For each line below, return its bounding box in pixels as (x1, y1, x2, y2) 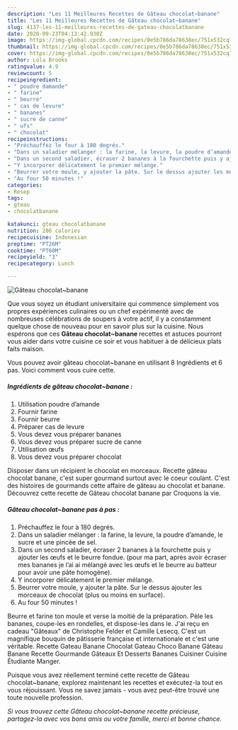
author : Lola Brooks (7, 57, 69, 64)
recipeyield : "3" (7, 253, 59, 261)
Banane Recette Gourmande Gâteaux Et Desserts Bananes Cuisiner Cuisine (7, 649, 227, 658)
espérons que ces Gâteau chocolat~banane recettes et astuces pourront (7, 330, 222, 338)
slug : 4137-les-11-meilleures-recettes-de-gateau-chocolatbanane (7, 23, 204, 30)
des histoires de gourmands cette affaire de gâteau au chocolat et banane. (7, 481, 225, 489)
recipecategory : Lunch (7, 260, 74, 268)
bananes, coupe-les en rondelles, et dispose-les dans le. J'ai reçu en (7, 619, 209, 627)
